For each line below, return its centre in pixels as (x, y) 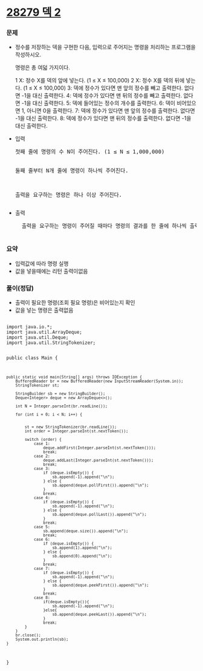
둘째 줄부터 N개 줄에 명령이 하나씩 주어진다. (72, 171)
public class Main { (32, 358)
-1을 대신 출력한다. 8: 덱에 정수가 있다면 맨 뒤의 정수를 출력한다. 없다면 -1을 (103, 118)
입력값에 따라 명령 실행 (42, 263)
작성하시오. (28, 55)
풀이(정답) (20, 288)
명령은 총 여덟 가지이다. (43, 68)
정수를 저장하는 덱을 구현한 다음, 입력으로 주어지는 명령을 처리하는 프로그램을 (105, 47)
